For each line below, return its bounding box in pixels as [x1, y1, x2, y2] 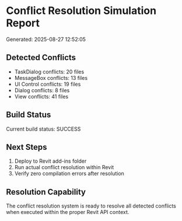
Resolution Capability [6, 187, 86, 197]
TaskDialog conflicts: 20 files [14, 68, 85, 75]
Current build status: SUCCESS [6, 125, 81, 132]
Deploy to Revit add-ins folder [14, 157, 87, 164]
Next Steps [6, 142, 47, 152]
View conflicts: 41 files [14, 93, 69, 100]
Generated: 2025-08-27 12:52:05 [6, 36, 86, 43]
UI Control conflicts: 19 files [14, 80, 81, 87]
